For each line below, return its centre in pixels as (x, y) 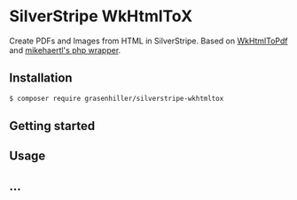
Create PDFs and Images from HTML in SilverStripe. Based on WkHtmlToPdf (148, 41)
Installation (41, 78)
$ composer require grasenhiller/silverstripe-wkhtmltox (117, 98)
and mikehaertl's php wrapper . (65, 50)
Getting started (52, 126)
